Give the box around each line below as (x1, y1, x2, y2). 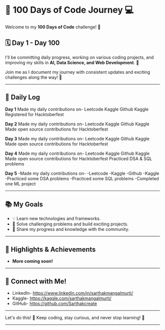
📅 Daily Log (5, 93, 40, 102)
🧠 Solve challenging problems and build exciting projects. (12, 221, 129, 227)
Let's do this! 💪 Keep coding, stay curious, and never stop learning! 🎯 (5, 315, 145, 320)
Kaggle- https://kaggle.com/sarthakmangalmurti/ (12, 296, 112, 301)
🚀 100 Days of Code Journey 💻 (5, 4, 134, 16)
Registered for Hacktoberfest (5, 111, 64, 117)
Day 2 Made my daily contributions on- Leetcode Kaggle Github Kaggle (5, 121, 150, 127)
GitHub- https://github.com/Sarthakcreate (12, 301, 97, 306)
